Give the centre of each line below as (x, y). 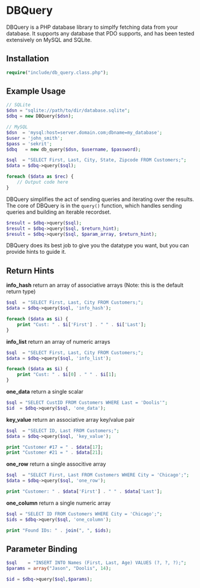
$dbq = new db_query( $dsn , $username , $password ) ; (74, 149)
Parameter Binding (42, 549)
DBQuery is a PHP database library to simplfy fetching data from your (92, 27)
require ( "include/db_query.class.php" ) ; (58, 73)
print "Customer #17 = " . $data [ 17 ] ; (55, 447)
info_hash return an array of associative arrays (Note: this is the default (95, 285)
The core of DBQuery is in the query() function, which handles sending (94, 205)
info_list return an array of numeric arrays (58, 341)
